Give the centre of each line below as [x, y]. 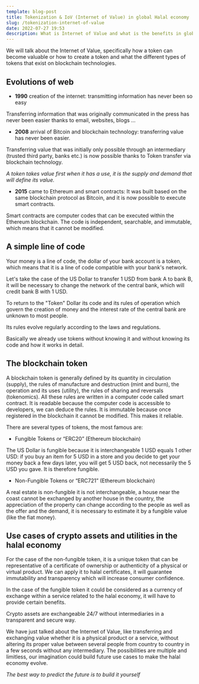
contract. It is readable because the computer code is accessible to [88, 403]
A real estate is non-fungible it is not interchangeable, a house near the [93, 492]
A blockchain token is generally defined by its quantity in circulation [89, 378]
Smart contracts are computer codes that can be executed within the [90, 215]
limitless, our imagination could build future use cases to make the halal [93, 657]
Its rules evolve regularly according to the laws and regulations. [84, 327]
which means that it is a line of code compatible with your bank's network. [97, 267]
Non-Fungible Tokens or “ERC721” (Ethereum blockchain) [85, 481]
